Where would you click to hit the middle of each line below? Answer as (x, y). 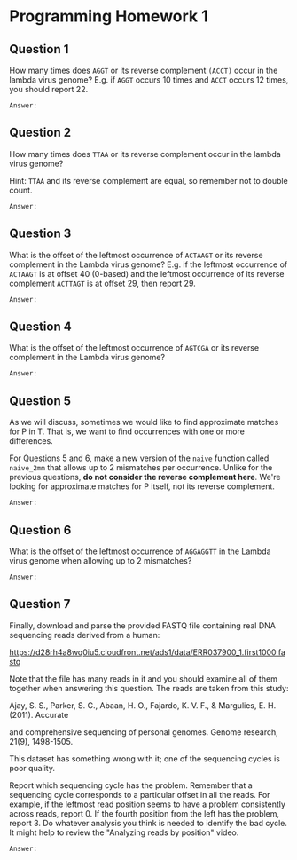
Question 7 (40, 604)
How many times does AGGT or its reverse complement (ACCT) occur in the (144, 70)
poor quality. (32, 768)
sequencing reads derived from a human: (85, 635)
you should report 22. (49, 89)
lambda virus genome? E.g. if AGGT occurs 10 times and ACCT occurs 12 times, (149, 80)
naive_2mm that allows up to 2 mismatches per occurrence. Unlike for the (141, 468)
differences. (31, 441)
